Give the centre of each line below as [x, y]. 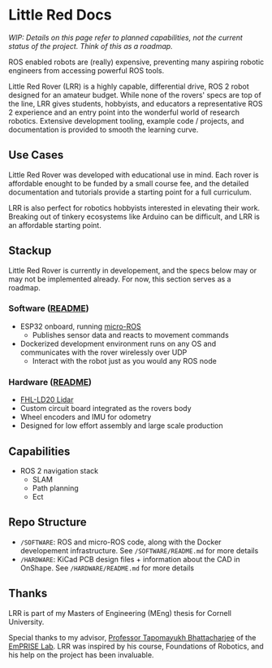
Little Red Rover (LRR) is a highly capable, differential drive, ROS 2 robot [129, 86]
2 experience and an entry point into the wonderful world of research [124, 112]
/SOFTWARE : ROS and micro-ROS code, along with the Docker [121, 542]
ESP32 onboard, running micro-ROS [80, 326]
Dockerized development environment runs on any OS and [118, 343]
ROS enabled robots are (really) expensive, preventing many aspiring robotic [136, 62]
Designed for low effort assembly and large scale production [121, 426]
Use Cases [36, 155]
